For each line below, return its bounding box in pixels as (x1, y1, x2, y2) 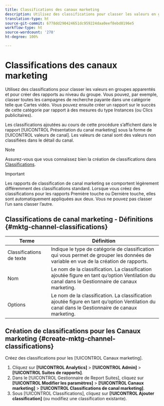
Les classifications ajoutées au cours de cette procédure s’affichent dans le (5, 122, 157, 128)
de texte (7, 255, 26, 261)
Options (7, 301, 26, 308)
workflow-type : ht (5, 25, 42, 30)
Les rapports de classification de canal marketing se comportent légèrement (5, 180, 159, 186)
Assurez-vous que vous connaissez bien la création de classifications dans (5, 156, 156, 162)
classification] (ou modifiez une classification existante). (12, 396, 127, 402)
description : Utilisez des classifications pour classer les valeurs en (5, 12, 156, 17)
